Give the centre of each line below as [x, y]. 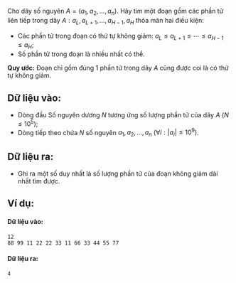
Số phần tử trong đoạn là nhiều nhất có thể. [81, 54]
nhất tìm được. [39, 181]
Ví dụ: [21, 204]
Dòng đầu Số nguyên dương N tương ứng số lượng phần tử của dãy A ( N [123, 115]
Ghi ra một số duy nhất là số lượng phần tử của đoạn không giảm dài [118, 173]
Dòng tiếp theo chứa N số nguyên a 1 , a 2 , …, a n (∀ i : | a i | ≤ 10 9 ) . [108, 133]
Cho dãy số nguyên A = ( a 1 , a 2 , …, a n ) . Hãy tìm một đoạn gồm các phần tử [116, 12]
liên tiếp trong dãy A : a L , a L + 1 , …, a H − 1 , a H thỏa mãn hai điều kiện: [106, 21]
